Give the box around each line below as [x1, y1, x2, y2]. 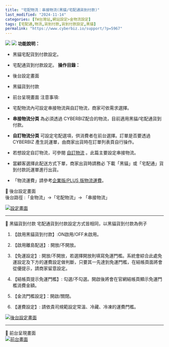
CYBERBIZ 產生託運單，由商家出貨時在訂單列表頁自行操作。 [12, 139, 137, 145]
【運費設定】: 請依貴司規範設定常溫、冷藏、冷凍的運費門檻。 [12, 304, 139, 310]
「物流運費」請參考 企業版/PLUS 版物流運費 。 [12, 178, 107, 184]
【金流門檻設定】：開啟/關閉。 [12, 293, 74, 299]
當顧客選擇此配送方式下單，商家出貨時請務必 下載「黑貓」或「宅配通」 [12, 160, 159, 166]
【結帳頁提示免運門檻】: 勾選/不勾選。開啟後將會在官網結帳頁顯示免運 [12, 276, 158, 282]
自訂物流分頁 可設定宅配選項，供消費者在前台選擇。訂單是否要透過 [12, 133, 151, 139]
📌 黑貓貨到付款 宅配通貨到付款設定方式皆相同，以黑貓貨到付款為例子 [5, 220, 147, 227]
